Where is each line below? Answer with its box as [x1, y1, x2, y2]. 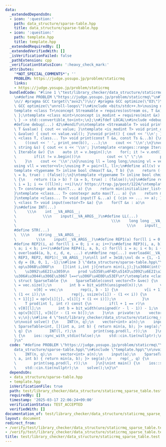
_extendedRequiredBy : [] [9, 44, 61, 49]
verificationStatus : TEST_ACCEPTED [9, 402, 83, 407]
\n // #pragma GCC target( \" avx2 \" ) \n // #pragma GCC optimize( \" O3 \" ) [14, 99, 161, 104]
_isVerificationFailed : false [9, 53, 72, 58]
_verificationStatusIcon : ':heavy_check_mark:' [9, 62, 110, 67]
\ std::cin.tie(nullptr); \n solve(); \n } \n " [14, 366, 119, 370]
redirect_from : [5, 420, 37, 425]
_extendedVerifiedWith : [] [9, 48, 65, 53]
